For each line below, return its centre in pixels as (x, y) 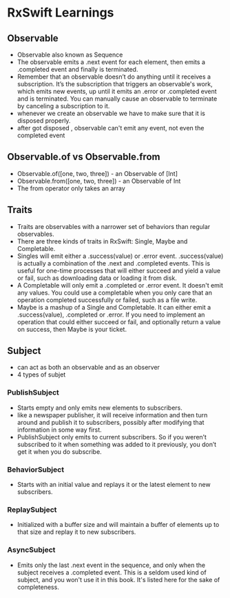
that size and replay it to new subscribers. (76, 532)
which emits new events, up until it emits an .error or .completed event (117, 91)
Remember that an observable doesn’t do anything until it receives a (114, 77)
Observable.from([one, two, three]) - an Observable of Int (99, 181)
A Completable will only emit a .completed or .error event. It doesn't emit (120, 285)
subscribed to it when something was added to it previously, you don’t (117, 444)
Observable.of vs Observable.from (84, 157)
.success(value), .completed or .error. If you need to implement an (111, 315)
